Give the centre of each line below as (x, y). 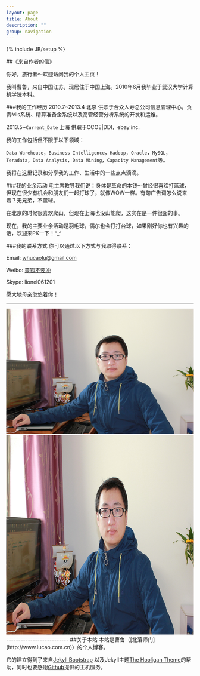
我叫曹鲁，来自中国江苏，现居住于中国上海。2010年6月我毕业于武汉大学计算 (100, 87)
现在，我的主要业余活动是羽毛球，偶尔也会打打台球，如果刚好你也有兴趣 (95, 226)
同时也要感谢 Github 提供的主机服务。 (61, 667)
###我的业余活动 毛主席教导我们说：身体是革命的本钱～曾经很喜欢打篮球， (98, 186)
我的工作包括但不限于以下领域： (45, 140)
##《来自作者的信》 (30, 62)
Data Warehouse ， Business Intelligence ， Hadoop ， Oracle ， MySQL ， (89, 153)
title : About (22, 19)
